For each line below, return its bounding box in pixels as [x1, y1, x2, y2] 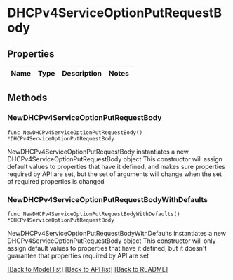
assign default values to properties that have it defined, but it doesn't [7, 244, 207, 252]
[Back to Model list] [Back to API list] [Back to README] [7, 265, 168, 273]
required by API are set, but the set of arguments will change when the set [7, 170, 222, 178]
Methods [7, 92, 48, 104]
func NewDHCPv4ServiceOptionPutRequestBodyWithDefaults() [7, 211, 180, 218]
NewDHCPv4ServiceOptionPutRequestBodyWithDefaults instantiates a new [7, 229, 227, 237]
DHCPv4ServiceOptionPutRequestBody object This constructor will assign [7, 154, 223, 163]
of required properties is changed [7, 177, 105, 185]
